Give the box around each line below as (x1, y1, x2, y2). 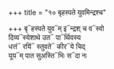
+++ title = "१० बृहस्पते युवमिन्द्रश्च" (8, 8, 107, 17)
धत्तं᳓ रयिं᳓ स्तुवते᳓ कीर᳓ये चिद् (8, 42, 86, 51)
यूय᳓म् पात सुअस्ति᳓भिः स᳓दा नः (8, 51, 88, 60)
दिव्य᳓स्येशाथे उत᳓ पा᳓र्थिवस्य (8, 33, 81, 42)
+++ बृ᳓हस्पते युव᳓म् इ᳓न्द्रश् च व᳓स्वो (8, 24, 104, 33)
